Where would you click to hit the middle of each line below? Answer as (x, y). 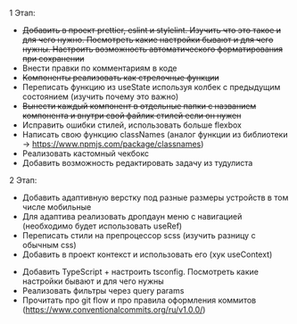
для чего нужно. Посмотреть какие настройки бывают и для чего (148, 40)
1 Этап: (22, 13)
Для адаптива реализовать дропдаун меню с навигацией (132, 216)
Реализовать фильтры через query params (103, 291)
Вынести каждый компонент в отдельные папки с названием (139, 106)
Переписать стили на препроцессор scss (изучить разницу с (139, 235)
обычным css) (49, 245)
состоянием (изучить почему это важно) (100, 96)
